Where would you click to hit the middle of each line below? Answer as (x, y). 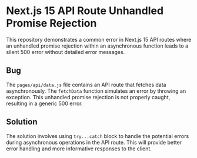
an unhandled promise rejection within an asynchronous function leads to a (97, 46)
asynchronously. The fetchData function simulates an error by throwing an (96, 91)
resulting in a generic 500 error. (44, 103)
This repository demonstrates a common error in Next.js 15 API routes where (99, 39)
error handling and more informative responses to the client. (79, 149)
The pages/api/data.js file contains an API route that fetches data (86, 85)
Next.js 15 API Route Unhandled (85, 11)
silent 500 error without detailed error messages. (66, 52)
